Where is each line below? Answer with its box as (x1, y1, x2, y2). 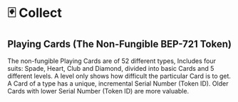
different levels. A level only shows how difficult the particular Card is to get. (7, 72, 232, 80)
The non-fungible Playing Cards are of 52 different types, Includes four (7, 57, 216, 65)
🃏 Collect (7, 5, 63, 21)
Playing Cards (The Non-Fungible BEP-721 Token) (7, 38, 232, 50)
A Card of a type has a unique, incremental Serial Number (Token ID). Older (7, 79, 229, 88)
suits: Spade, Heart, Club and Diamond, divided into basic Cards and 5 (7, 64, 214, 72)
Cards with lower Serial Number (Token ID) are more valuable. (7, 87, 190, 95)
